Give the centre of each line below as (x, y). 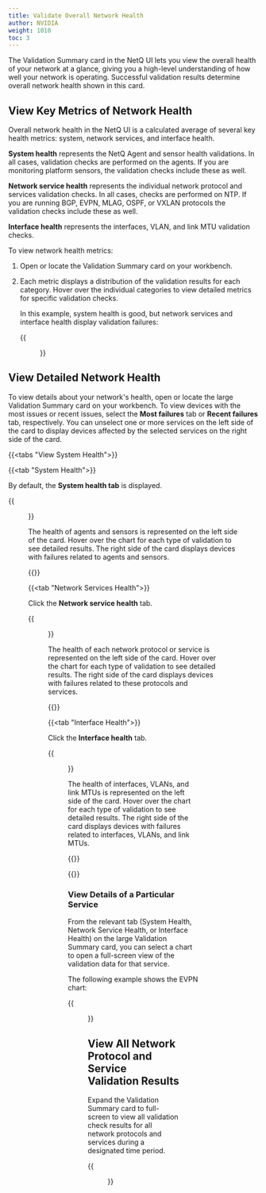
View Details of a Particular (121, 894)
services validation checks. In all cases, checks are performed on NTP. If (128, 195)
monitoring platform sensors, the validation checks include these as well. (127, 171)
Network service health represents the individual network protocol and (125, 186)
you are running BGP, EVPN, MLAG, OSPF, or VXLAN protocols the (117, 203)
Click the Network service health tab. (91, 603)
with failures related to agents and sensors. (98, 556)
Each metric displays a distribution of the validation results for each (130, 281)
